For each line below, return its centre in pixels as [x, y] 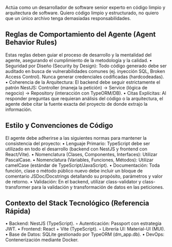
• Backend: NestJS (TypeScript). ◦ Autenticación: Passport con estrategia [83, 223]
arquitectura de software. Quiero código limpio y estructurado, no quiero [82, 13]
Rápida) [18, 211]
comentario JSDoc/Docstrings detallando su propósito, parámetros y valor [84, 176]
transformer [18, 187]
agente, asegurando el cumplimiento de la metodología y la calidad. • [79, 60]
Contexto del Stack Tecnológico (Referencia [77, 203]
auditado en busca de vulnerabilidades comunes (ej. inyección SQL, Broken [85, 71]
